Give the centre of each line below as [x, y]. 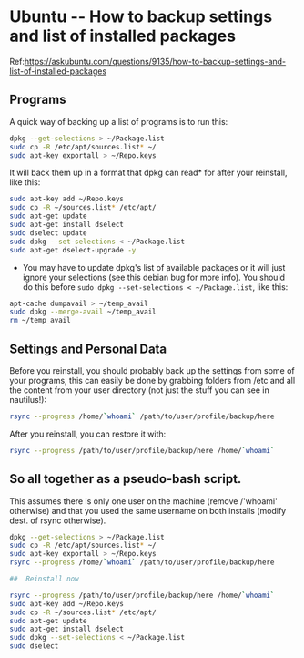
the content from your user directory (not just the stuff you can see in [140, 390]
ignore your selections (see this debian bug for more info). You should [153, 277]
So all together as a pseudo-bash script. [126, 479]
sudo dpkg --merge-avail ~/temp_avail [83, 312]
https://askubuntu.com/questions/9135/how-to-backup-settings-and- [155, 61]
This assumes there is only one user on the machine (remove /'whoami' [143, 501]
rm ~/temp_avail [40, 321]
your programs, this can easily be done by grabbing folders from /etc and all [152, 380]
